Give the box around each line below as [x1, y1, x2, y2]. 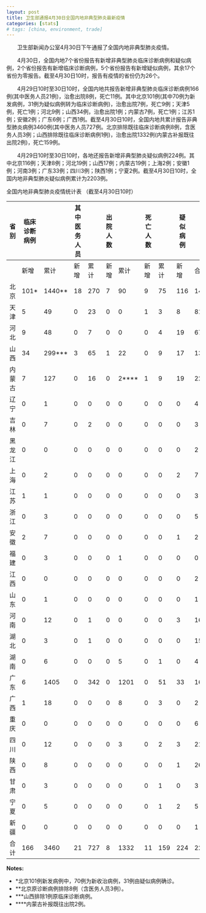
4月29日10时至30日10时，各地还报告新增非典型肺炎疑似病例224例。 [17, 152, 189, 160]
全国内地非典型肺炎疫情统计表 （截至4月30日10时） [6, 188, 137, 195]
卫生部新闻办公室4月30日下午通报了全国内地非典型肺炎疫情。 [17, 44, 173, 51]
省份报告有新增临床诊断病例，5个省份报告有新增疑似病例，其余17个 [25, 64, 196, 72]
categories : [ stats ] [6, 20, 59, 26]
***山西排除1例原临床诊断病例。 [15, 893, 96, 900]
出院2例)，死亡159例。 [6, 139, 64, 146]
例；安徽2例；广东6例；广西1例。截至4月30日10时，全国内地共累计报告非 [6, 116, 192, 123]
